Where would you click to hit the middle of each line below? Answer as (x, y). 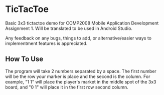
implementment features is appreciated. (46, 43)
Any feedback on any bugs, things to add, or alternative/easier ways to (78, 38)
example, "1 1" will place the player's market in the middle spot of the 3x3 (81, 81)
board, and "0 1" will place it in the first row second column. (67, 87)
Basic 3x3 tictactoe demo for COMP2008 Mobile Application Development (82, 23)
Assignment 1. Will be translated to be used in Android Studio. (69, 28)
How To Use (24, 59)
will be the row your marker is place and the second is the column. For (78, 76)
